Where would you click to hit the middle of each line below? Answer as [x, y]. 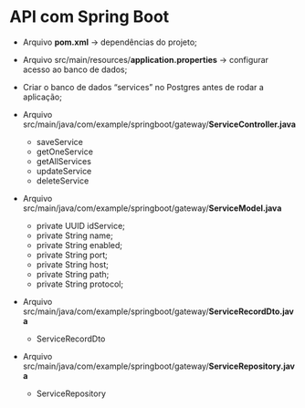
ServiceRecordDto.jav [251, 311]
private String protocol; [80, 284]
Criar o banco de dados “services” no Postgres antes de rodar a [143, 87]
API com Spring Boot [89, 17]
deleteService [63, 181]
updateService [64, 171]
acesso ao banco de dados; [75, 69]
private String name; [75, 235]
